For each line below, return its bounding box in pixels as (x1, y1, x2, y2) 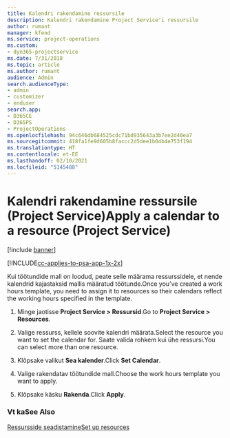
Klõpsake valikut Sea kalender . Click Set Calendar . (17, 356, 161, 364)
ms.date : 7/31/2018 (7, 55, 63, 62)
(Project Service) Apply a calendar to (7, 208, 220, 224)
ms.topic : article (7, 61, 60, 68)
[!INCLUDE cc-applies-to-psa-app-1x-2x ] (7, 259, 123, 267)
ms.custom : (7, 42, 39, 49)
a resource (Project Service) (7, 222, 171, 238)
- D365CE (7, 112, 32, 119)
